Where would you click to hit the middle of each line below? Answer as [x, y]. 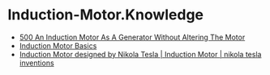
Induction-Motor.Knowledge [106, 15]
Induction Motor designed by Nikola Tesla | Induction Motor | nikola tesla [140, 54]
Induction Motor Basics [58, 45]
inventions [36, 63]
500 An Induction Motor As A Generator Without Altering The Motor [132, 37]
